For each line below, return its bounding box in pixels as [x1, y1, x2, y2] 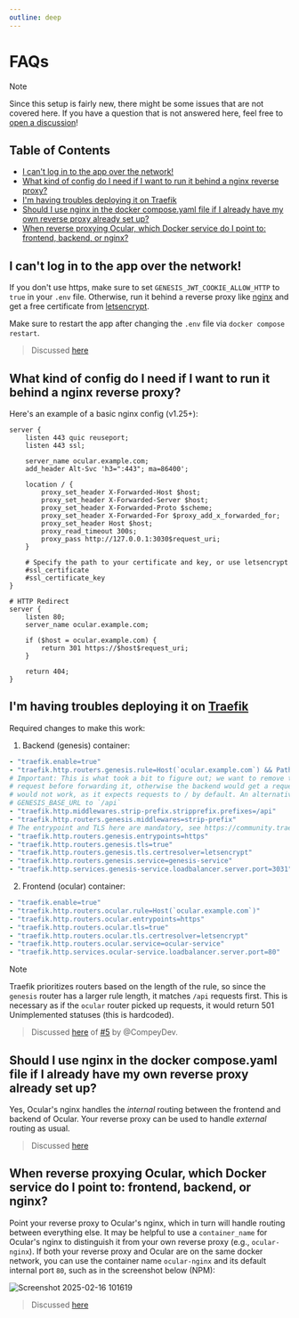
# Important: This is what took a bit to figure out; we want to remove [9, 774, 285, 783]
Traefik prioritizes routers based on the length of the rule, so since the [9, 981, 267, 992]
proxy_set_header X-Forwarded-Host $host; [41, 488, 201, 497]
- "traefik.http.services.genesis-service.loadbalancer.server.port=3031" [9, 865, 293, 874]
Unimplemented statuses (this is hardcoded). [9, 1010, 174, 1021]
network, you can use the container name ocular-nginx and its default [9, 1255, 267, 1265]
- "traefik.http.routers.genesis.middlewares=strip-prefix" [9, 815, 238, 824]
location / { [25, 480, 74, 489]
